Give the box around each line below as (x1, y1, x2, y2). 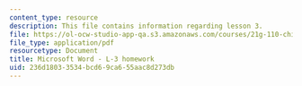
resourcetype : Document (9, 47, 99, 56)
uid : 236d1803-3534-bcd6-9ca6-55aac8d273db (9, 64, 175, 73)
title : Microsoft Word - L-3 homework (9, 55, 155, 64)
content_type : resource (9, 13, 99, 22)
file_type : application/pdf (9, 38, 115, 47)
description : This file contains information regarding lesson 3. (9, 21, 263, 30)
